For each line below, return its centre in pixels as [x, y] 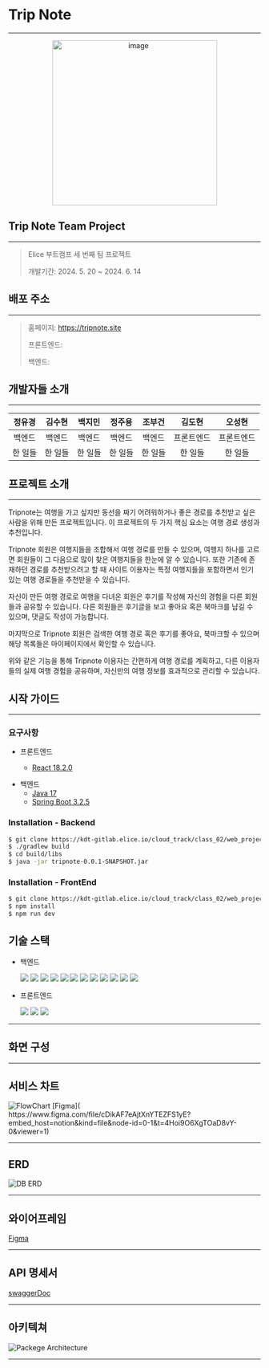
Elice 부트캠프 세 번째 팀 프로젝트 [80, 254]
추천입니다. [26, 532]
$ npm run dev [32, 914]
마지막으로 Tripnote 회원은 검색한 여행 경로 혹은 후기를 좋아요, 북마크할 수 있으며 [134, 634]
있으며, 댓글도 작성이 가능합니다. [59, 617]
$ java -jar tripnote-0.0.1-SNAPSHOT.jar [78, 862]
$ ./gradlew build [39, 847]
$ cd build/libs [35, 854]
